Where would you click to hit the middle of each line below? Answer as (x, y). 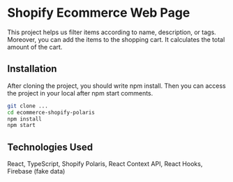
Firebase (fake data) (36, 172)
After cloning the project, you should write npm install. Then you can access (116, 86)
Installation (32, 69)
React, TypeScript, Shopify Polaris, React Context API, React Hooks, (105, 164)
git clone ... (28, 106)
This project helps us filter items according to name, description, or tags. (112, 32)
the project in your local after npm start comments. (80, 93)
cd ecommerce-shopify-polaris (51, 112)
